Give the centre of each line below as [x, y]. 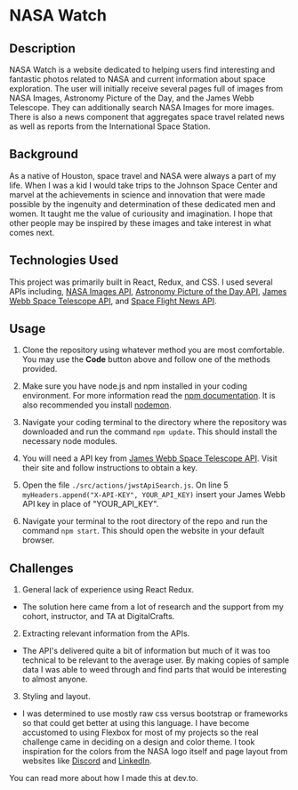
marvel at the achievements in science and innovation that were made [137, 194]
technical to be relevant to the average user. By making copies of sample [156, 660]
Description [42, 48]
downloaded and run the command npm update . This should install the [149, 431]
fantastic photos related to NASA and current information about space [137, 79]
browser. [38, 540]
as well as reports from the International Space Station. [110, 126]
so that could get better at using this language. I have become [136, 723]
